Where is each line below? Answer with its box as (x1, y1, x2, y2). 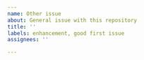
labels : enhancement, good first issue (7, 29, 125, 37)
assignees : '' (7, 36, 49, 43)
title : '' (7, 23, 37, 30)
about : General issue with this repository (7, 17, 138, 24)
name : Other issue (7, 10, 61, 17)
